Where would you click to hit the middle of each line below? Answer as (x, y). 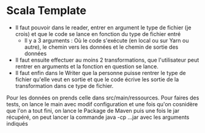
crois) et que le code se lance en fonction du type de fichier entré (98, 34)
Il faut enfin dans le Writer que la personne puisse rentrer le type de (100, 73)
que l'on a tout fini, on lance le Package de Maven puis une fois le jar (93, 110)
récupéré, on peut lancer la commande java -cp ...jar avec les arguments (98, 117)
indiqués (17, 123)
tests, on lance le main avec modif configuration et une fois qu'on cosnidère (102, 104)
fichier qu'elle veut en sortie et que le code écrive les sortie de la (97, 79)
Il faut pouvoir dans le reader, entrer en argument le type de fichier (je (103, 27)
